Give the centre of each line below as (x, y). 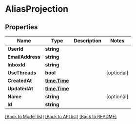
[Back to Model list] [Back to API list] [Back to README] (61, 116)
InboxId (16, 65)
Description (87, 41)
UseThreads (22, 73)
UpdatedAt (20, 89)
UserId (15, 49)
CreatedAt (20, 81)
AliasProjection (37, 9)
